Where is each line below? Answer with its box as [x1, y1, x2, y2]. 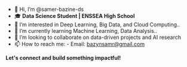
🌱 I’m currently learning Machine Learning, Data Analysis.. [14, 28, 158, 34]
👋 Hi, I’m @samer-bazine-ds [14, 6, 84, 13]
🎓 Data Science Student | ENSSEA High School [14, 13, 135, 19]
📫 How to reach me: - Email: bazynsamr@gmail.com [14, 41, 145, 47]
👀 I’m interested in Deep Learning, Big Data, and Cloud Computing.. [14, 21, 180, 28]
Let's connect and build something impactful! [5, 54, 121, 61]
